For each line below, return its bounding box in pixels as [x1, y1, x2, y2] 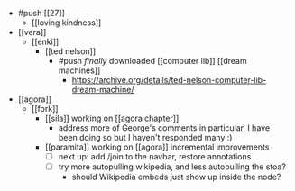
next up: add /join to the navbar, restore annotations [58, 151, 252, 161]
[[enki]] [31, 36, 60, 47]
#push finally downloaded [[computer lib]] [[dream [58, 56, 247, 66]
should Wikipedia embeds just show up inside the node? [71, 171, 281, 183]
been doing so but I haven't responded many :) [58, 132, 233, 142]
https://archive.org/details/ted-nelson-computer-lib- [71, 75, 267, 85]
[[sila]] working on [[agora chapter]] [44, 113, 180, 123]
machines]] [58, 65, 101, 76]
